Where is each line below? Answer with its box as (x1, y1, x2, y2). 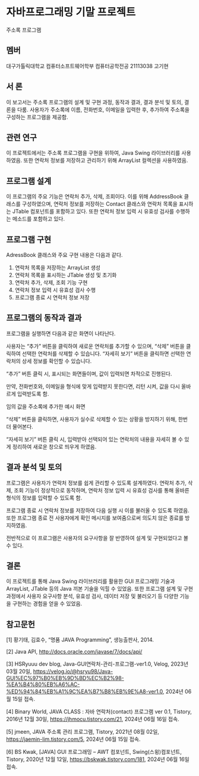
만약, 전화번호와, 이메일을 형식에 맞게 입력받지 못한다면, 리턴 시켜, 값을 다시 (6, 383, 180, 390)
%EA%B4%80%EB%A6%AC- (6, 681, 80, 688)
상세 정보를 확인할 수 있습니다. (21, 357, 92, 364)
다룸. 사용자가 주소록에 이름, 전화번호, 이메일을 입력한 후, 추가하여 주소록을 (17, 105, 190, 113)
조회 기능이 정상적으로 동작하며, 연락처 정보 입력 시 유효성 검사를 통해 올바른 (14, 486, 190, 493)
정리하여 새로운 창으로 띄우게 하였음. (12, 443, 97, 450)
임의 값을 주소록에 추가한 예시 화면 (6, 403, 86, 410)
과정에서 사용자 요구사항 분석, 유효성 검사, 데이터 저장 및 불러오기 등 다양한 (6, 592, 179, 600)
